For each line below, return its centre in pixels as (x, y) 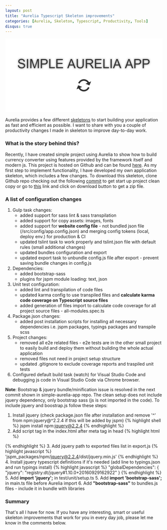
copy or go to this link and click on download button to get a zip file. (75, 186)
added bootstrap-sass (43, 273)
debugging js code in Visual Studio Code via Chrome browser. (76, 380)
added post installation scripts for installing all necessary (78, 321)
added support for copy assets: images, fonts (67, 220)
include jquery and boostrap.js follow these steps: (57, 405)
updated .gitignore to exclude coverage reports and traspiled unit (87, 364)
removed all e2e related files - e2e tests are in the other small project (91, 343)
